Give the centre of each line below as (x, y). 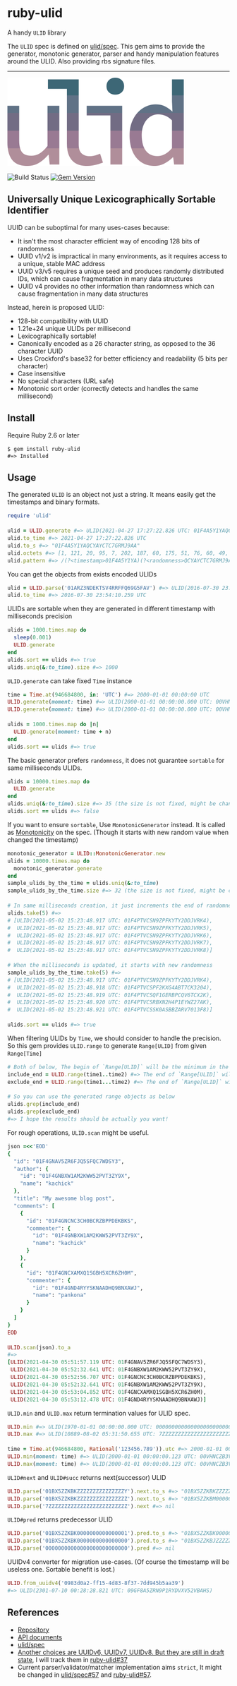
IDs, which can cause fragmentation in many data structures (105, 278)
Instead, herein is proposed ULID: (56, 307)
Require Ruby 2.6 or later (43, 435)
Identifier (28, 211)
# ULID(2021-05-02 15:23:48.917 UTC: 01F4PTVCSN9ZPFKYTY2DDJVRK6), (110, 935)
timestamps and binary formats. (54, 502)
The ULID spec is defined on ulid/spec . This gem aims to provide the (106, 46)
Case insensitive (41, 373)
